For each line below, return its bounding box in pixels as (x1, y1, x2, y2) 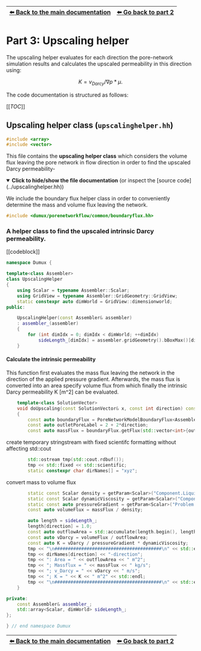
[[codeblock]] (6, 248, 40, 256)
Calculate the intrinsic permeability (6, 356, 96, 363)
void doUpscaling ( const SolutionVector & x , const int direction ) (17, 405, 184, 412)
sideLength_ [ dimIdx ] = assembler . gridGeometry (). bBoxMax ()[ (38, 337, 191, 343)
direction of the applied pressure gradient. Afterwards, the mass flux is (6, 375, 181, 383)
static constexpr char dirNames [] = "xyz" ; (28, 467, 138, 473)
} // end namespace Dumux (6, 623, 71, 629)
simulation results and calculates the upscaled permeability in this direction (6, 60, 192, 67)
